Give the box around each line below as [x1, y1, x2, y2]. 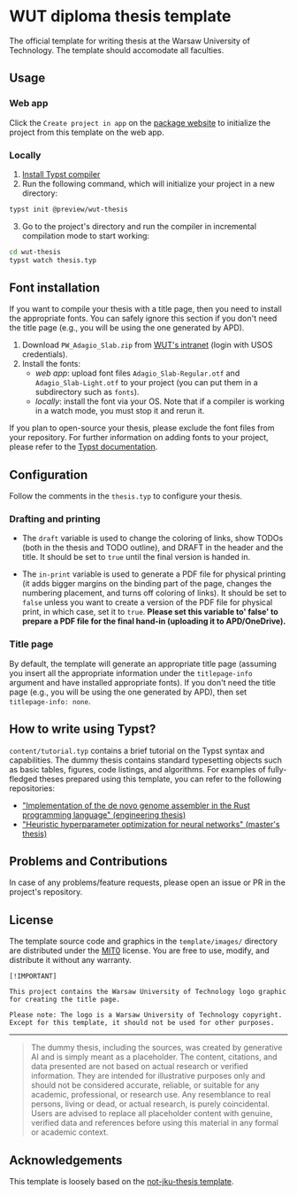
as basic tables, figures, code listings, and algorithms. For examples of [9, 764, 267, 774]
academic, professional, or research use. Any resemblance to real [30, 1090, 271, 1100]
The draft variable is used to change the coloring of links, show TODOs [21, 533, 284, 544]
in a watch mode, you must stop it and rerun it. [34, 406, 205, 416]
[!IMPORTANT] [9, 972, 57, 981]
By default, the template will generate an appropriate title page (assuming [9, 658, 277, 669]
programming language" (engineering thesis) [21, 809, 187, 820]
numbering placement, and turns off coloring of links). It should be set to [21, 587, 287, 599]
